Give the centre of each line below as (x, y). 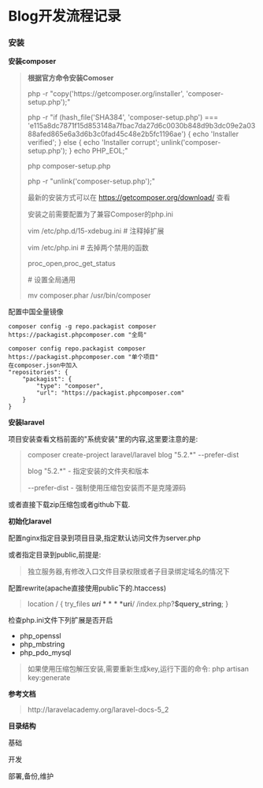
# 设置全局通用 (52, 279)
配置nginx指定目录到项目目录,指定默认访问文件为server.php (104, 538)
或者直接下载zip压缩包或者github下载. (69, 505)
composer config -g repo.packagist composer (82, 327)
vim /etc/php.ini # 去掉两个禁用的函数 (88, 248)
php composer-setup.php (69, 166)
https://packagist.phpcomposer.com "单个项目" (83, 357)
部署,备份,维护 (31, 776)
